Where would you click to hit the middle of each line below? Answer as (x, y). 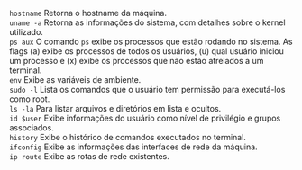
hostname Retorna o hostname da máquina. (88, 13)
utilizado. (26, 32)
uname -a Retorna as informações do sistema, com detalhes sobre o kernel (147, 22)
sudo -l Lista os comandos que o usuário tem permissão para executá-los (147, 89)
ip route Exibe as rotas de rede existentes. (89, 156)
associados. (32, 128)
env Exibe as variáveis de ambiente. (75, 80)
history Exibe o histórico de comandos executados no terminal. (128, 137)
